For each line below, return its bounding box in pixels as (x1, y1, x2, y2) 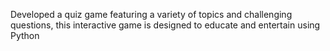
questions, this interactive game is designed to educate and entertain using (10, 19, 321, 31)
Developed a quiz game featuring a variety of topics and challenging (10, 9, 293, 20)
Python (10, 30, 40, 41)
